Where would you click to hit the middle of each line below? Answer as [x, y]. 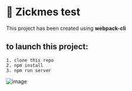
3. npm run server [29, 70]
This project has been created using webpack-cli [66, 28]
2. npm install [25, 65]
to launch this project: [47, 47]
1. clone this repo [30, 60]
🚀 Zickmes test [43, 12]
